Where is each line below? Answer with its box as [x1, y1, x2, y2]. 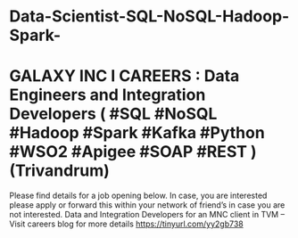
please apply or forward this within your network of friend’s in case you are [9, 200, 286, 210]
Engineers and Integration [9, 85, 206, 105]
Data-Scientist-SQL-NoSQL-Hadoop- [9, 6, 290, 27]
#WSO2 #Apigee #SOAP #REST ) [9, 142, 257, 162]
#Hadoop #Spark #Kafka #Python [9, 123, 265, 144]
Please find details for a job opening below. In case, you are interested [9, 190, 268, 201]
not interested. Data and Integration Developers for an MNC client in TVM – [9, 209, 286, 220]
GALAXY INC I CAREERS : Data [9, 66, 240, 86]
